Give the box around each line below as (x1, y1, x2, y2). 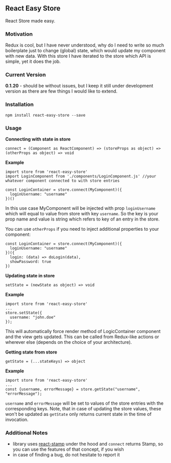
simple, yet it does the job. (5, 58, 61, 64)
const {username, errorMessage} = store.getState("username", (5, 387, 140, 392)
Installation (5, 101, 34, 108)
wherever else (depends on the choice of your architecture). (5, 339, 132, 345)
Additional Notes (5, 429, 48, 436)
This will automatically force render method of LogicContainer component (5, 328, 161, 334)
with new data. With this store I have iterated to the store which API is (5, 53, 152, 59)
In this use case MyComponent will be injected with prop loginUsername (5, 205, 156, 211)
